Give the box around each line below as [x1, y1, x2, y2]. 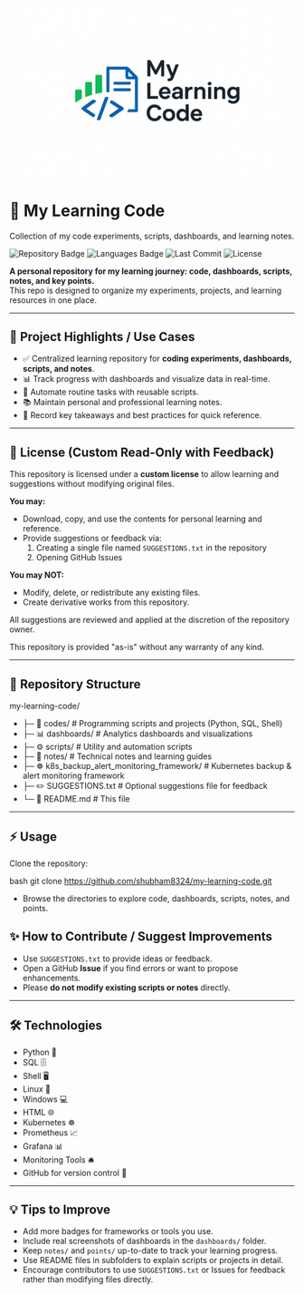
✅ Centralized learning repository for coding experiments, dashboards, [22, 353, 292, 365]
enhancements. [22, 972, 81, 983]
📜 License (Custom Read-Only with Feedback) [9, 444, 274, 460]
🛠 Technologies [9, 1018, 102, 1034]
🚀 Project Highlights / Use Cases [9, 329, 195, 345]
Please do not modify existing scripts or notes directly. [22, 982, 231, 993]
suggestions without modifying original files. [9, 479, 175, 490]
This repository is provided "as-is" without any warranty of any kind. [9, 642, 265, 653]
